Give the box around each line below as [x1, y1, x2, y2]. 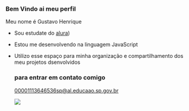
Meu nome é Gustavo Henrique [5, 18, 82, 25]
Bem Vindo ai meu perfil [5, 5, 76, 13]
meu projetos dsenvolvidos [14, 58, 81, 66]
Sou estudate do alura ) [14, 30, 71, 37]
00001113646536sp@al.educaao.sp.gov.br [14, 87, 119, 94]
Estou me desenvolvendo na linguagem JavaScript [14, 41, 138, 48]
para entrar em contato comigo [14, 73, 106, 81]
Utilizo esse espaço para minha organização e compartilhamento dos [14, 53, 184, 60]
